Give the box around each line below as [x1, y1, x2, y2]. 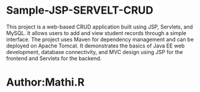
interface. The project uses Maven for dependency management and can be [6, 36, 194, 43]
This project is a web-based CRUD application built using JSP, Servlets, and [6, 23, 193, 30]
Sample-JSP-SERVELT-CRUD [6, 4, 153, 17]
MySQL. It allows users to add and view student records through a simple [6, 29, 187, 36]
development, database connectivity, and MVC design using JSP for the [6, 48, 183, 55]
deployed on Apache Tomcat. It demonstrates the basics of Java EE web [6, 42, 185, 49]
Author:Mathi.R [6, 75, 85, 89]
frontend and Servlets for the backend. [6, 55, 102, 62]
